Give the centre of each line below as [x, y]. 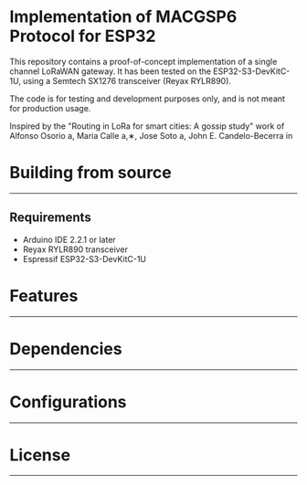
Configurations [68, 401]
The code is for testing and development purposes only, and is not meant [148, 99]
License [40, 455]
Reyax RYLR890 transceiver [75, 249]
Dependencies [66, 348]
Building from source [90, 173]
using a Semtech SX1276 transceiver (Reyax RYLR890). [127, 80]
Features [44, 295]
